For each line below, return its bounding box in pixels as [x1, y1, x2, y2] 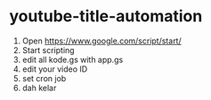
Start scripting [21, 44, 75, 55]
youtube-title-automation [9, 6, 203, 27]
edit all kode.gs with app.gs [21, 54, 124, 65]
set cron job [21, 73, 67, 83]
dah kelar [21, 82, 57, 93]
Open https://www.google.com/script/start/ [21, 35, 182, 46]
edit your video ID [21, 64, 88, 74]
